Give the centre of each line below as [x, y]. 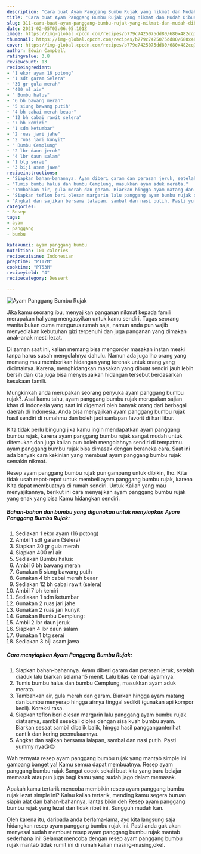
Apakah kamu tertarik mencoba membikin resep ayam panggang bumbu [95, 789]
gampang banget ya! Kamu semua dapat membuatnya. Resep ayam [90, 764]
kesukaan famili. [27, 381]
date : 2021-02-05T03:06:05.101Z [47, 28]
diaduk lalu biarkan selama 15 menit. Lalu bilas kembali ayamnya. [95, 676]
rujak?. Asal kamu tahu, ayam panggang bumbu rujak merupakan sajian [95, 399]
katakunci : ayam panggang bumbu [47, 245]
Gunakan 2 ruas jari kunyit [47, 609]
